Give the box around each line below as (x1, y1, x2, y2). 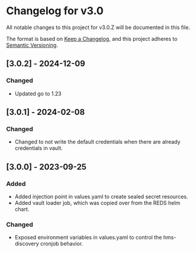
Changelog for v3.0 (6, 4, 104, 18)
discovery (14, 240, 40, 247)
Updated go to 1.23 (14, 90, 62, 97)
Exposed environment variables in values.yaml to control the (14, 234, 162, 241)
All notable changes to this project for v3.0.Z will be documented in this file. (6, 24, 191, 31)
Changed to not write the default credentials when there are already (14, 138, 181, 146)
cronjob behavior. (40, 240, 83, 247)
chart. (14, 206, 30, 213)
